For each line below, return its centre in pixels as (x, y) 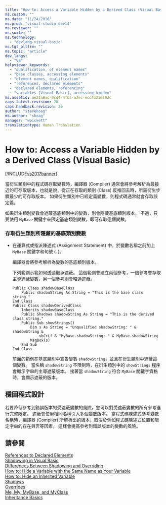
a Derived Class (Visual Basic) (68, 160)
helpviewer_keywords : (27, 65)
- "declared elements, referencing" (47, 88)
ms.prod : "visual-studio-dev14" (38, 24)
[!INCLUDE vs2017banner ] (31, 174)
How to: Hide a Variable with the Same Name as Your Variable (68, 471)
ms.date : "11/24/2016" (28, 19)
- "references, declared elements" (46, 83)
